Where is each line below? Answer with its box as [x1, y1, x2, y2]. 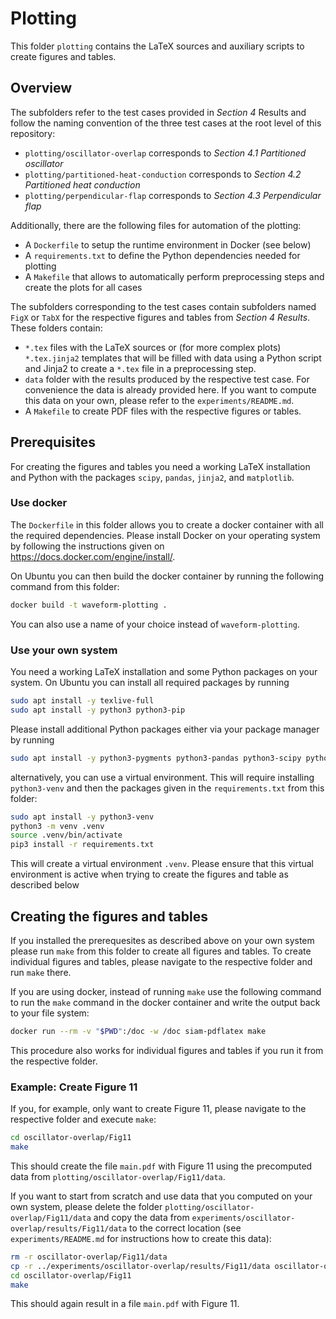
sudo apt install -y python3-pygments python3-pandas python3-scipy [10, 753, 302, 763]
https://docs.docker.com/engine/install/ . [10, 550, 176, 562]
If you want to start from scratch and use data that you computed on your [10, 1190, 313, 1202]
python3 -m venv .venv [10, 821, 105, 831]
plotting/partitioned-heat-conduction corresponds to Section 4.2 [24, 168, 302, 180]
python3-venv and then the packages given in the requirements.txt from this [10, 782, 325, 794]
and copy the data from [93, 1211, 190, 1223]
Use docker [10, 496, 68, 510]
